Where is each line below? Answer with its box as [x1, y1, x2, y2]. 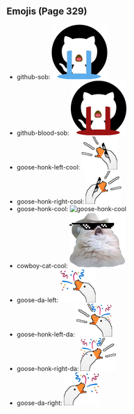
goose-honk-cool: [16, 204, 69, 213]
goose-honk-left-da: [16, 330, 76, 338]
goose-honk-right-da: [16, 364, 79, 372]
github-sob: [16, 72, 51, 81]
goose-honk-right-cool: [16, 197, 85, 206]
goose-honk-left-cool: [16, 163, 81, 171]
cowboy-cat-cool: [16, 261, 68, 270]
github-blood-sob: [16, 129, 70, 137]
